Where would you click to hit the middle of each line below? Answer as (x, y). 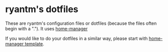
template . (34, 43)
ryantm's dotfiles (42, 9)
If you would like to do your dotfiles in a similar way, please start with (76, 38)
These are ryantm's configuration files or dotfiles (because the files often (81, 23)
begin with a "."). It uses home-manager (47, 28)
